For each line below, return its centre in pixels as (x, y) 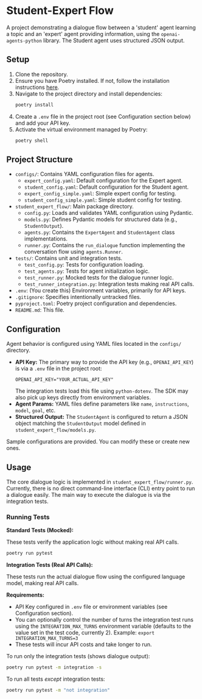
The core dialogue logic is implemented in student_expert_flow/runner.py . (100, 482)
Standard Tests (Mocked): (40, 530)
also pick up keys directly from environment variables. (83, 398)
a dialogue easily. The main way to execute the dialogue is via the (89, 494)
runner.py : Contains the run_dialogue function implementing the (105, 245)
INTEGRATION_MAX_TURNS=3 (47, 639)
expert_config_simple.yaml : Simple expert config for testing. (100, 194)
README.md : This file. (40, 310)
